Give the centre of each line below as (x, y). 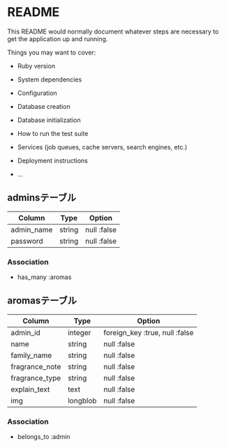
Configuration (37, 93)
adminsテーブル (42, 198)
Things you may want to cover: (52, 52)
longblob (82, 401)
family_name (31, 355)
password (27, 241)
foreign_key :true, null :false (149, 332)
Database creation (44, 106)
